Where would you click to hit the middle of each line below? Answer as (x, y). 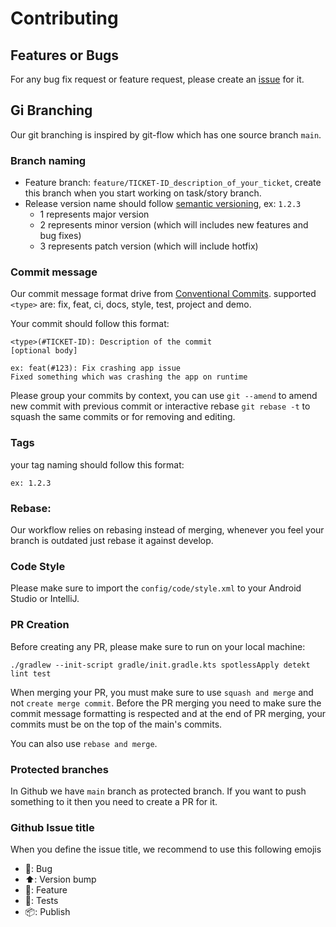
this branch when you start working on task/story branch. (143, 193)
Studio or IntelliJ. (45, 599)
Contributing (64, 18)
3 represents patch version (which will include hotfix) (149, 246)
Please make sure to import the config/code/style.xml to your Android (156, 588)
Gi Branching (51, 110)
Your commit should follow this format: (90, 324)
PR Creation (40, 625)
